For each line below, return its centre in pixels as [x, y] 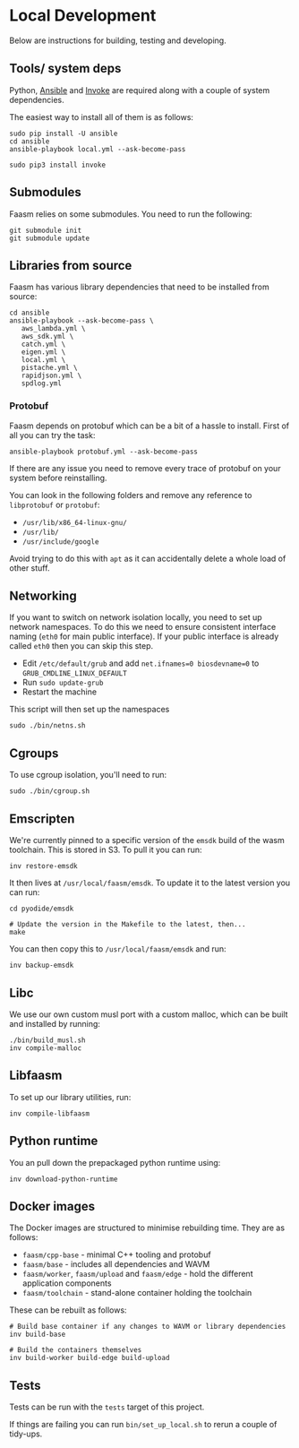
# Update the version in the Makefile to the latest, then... [128, 925]
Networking [43, 596]
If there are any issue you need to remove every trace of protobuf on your [145, 468]
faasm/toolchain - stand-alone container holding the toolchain [137, 1293]
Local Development [83, 16]
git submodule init [46, 230]
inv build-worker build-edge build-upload [90, 1358]
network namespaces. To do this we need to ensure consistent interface [143, 627]
